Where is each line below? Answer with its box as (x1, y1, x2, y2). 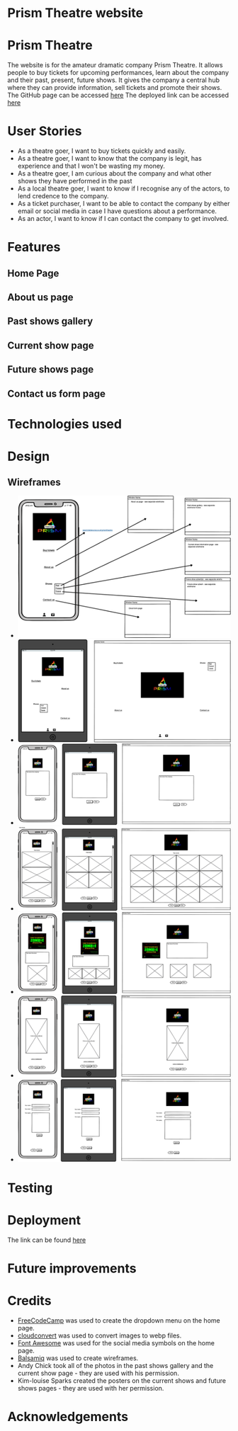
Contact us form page (7, 387, 106, 399)
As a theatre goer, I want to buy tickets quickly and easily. (17, 147, 186, 155)
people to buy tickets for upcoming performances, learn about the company (7, 69, 229, 77)
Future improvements (7, 1260, 137, 1277)
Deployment (7, 1212, 81, 1228)
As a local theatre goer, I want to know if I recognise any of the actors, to (17, 184, 230, 193)
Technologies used (7, 416, 123, 432)
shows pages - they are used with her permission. (17, 1384, 164, 1393)
